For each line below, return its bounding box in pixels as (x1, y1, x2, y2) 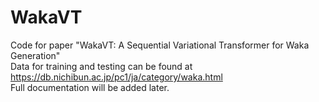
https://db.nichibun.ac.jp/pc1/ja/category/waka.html (10, 71, 223, 83)
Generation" (10, 49, 61, 61)
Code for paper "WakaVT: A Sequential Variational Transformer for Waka (10, 39, 310, 51)
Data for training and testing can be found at (10, 60, 193, 72)
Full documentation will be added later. (10, 81, 170, 93)
